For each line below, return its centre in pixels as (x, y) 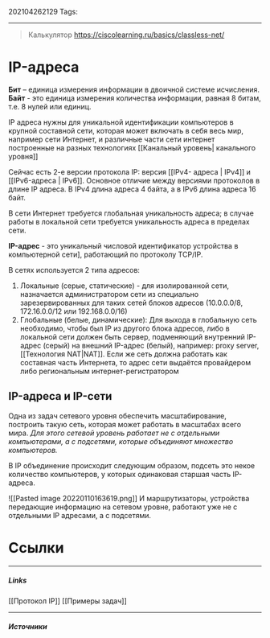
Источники (28, 627)
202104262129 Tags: (43, 12)
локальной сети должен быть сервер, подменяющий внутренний (132, 336)
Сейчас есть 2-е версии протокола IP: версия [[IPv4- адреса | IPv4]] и (130, 171)
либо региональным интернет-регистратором (99, 371)
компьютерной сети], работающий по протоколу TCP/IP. (106, 254)
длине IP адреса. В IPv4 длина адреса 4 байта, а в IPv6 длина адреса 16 (132, 189)
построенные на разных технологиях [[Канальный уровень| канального (132, 147)
